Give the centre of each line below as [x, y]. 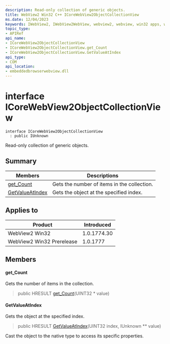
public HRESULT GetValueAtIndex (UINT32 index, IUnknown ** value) [89, 326]
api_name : [16, 39]
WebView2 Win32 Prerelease [42, 242]
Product [42, 225]
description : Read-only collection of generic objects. [65, 10]
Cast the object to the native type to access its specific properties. [75, 336]
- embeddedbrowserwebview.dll [37, 72]
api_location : [20, 66]
